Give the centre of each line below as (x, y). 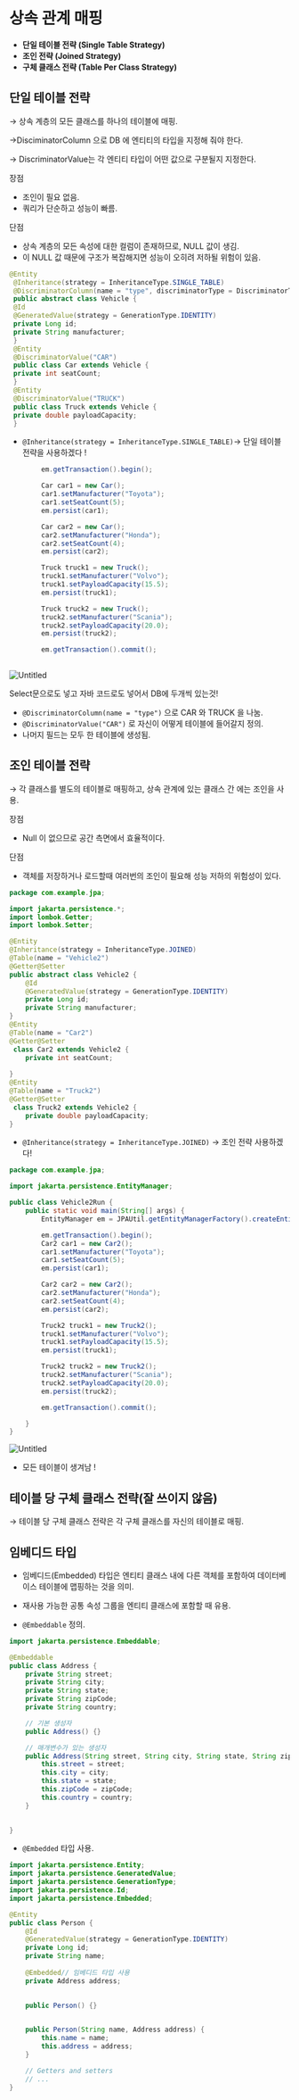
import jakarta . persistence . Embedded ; (81, 1898)
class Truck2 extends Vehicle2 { (75, 1108)
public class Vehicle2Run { (61, 1203)
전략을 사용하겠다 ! (54, 452)
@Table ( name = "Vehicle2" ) (59, 959)
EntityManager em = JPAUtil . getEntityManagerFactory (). (147, 1219)
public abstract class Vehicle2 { (73, 975)
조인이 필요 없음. (51, 196)
